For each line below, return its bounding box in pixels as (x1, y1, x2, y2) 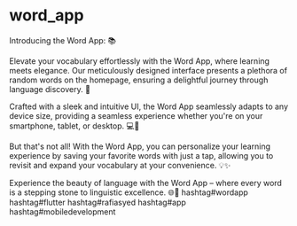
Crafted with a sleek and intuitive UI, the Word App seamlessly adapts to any (9, 101, 289, 112)
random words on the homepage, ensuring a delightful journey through (9, 74, 269, 85)
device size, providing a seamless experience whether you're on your (9, 110, 263, 121)
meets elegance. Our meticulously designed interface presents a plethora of (9, 65, 288, 75)
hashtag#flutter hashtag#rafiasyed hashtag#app (9, 197, 186, 207)
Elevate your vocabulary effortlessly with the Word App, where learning (9, 55, 270, 66)
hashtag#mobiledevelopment (9, 206, 116, 217)
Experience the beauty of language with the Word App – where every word (9, 177, 282, 188)
